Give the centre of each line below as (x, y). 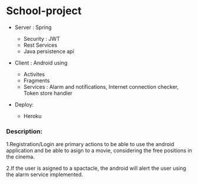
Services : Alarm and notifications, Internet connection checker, (101, 86)
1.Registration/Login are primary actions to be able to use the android (90, 144)
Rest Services (40, 45)
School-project (44, 11)
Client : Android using (41, 63)
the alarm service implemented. (45, 175)
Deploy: (24, 104)
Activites (34, 74)
